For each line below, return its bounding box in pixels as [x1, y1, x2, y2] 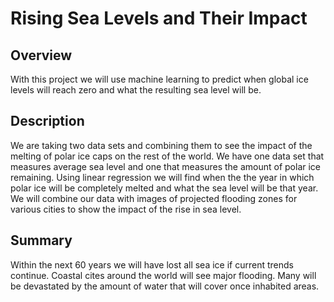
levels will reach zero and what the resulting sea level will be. [10, 84, 262, 96]
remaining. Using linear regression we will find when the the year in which [10, 171, 315, 183]
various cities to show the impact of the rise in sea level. [10, 203, 242, 215]
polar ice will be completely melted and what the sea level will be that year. [10, 182, 319, 194]
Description [10, 113, 85, 130]
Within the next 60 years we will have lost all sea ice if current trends [10, 258, 294, 271]
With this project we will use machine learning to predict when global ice [10, 73, 309, 85]
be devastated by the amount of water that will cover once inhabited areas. [10, 280, 320, 292]
